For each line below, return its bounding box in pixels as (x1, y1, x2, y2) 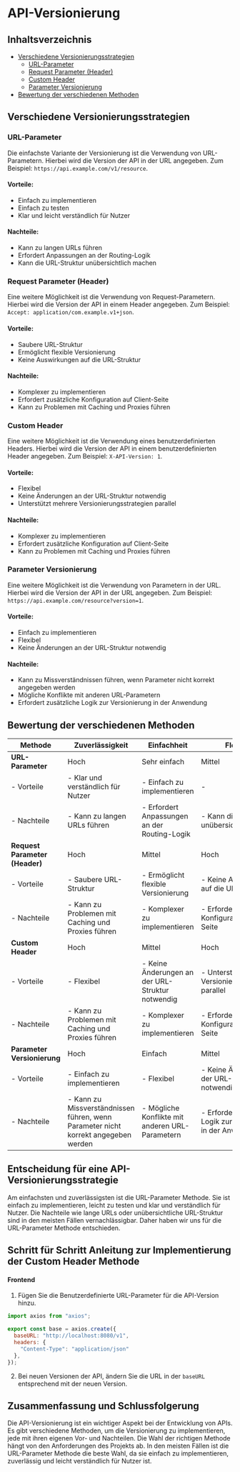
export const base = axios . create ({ (7, 1326, 116, 1333)
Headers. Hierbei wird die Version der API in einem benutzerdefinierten (7, 444, 216, 453)
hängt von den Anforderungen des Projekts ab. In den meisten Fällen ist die (7, 1441, 229, 1451)
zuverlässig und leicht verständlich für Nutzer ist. (7, 1457, 152, 1466)
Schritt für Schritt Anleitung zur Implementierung (7, 1244, 231, 1256)
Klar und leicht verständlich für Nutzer (17, 211, 131, 219)
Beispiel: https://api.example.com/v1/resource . (7, 164, 149, 172)
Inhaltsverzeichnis (7, 34, 92, 46)
